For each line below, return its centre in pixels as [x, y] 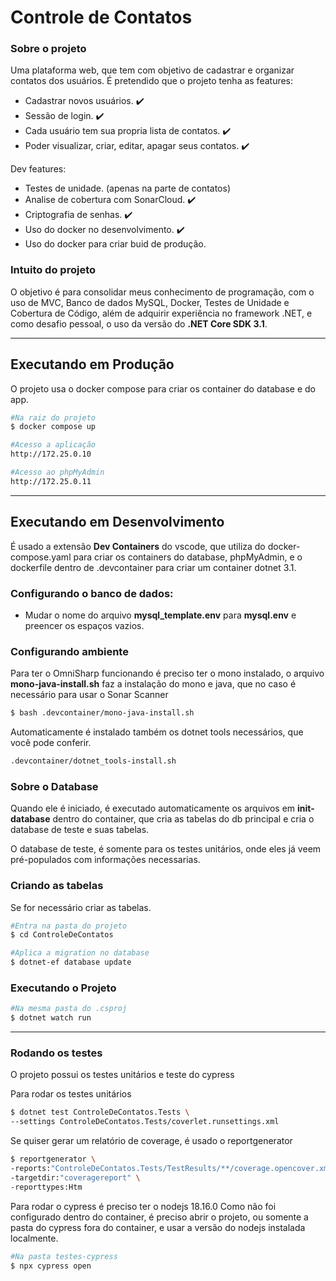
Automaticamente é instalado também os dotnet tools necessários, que [157, 732]
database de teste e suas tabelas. [80, 830]
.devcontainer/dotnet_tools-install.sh [93, 761]
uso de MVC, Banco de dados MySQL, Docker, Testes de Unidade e [150, 302]
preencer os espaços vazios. [84, 625]
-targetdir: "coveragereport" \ [75, 1177]
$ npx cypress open [51, 1266]
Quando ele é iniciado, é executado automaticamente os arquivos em [153, 808]
